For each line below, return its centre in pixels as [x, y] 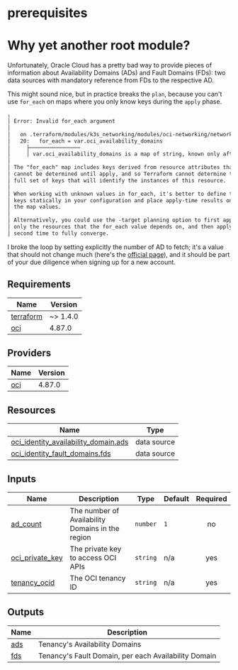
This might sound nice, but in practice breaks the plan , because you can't [115, 94]
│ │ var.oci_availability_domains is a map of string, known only [114, 154]
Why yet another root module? [99, 46]
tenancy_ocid [33, 582]
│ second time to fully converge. [58, 233]
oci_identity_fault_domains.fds [61, 454]
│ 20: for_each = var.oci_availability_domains [85, 141]
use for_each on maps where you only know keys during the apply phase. [115, 101]
